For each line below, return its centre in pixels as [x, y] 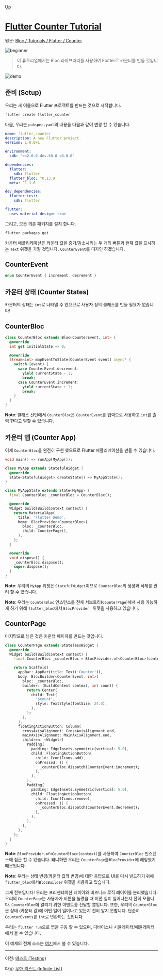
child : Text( [44, 695]
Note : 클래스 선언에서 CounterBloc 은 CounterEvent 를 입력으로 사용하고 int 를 [78, 415]
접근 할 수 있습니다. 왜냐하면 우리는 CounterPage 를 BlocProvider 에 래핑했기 [85, 860]
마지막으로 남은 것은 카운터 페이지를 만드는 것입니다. [54, 636]
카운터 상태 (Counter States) [47, 292]
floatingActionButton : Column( [49, 726]
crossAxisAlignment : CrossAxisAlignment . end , [69, 731]
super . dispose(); [31, 567]
